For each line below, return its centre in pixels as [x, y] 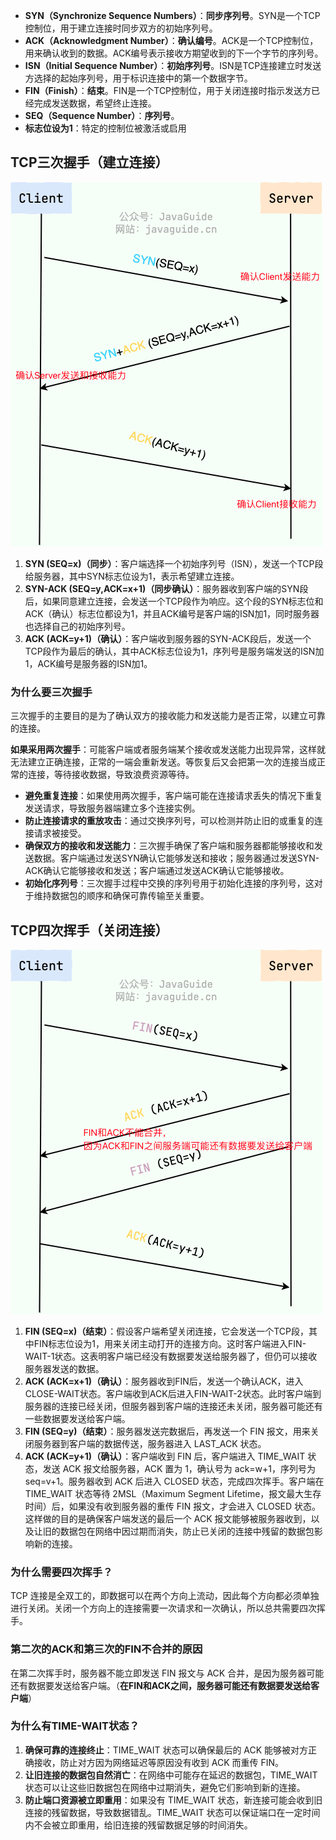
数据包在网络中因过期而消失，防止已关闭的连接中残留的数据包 [187, 1531]
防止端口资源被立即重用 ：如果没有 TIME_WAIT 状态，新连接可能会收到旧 [173, 1800]
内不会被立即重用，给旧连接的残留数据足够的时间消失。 [138, 1825]
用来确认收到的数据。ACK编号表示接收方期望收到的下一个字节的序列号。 [174, 53]
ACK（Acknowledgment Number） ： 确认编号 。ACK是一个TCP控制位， [171, 40]
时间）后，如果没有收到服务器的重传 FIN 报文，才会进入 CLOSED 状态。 [173, 1506]
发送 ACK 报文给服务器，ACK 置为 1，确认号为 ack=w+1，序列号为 [179, 1468]
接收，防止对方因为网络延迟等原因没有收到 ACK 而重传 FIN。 [158, 1762]
